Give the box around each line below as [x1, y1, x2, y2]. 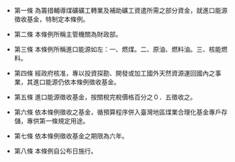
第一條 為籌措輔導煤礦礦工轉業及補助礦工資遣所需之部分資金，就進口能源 [13, 6, 228, 14]
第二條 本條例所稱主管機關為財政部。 [13, 30, 122, 38]
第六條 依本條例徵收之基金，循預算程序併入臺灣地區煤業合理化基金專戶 [13, 108, 222, 116]
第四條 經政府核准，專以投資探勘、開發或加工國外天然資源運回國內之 [13, 69, 215, 77]
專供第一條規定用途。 [26, 117, 89, 125]
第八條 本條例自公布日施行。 [13, 147, 97, 155]
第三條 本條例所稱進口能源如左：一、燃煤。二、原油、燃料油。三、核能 [13, 45, 222, 53]
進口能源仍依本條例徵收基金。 [33, 78, 121, 86]
